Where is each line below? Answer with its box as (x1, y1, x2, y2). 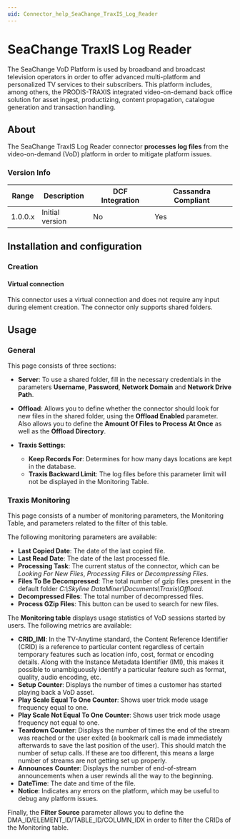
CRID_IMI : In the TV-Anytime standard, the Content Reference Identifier (17, 635, 229, 643)
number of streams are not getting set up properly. (17, 756, 167, 765)
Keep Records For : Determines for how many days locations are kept (28, 454, 232, 463)
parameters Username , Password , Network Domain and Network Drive (17, 383, 232, 391)
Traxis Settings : (17, 441, 66, 449)
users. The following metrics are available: (7, 621, 132, 630)
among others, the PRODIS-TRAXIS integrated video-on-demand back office (7, 87, 233, 96)
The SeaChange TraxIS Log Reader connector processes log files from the (7, 142, 229, 151)
